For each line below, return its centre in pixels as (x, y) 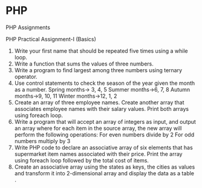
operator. (26, 76)
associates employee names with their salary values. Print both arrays (102, 109)
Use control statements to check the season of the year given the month (105, 83)
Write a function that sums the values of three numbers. (84, 64)
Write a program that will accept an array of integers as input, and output (105, 121)
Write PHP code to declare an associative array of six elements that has (103, 147)
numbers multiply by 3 (42, 141)
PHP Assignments (28, 27)
